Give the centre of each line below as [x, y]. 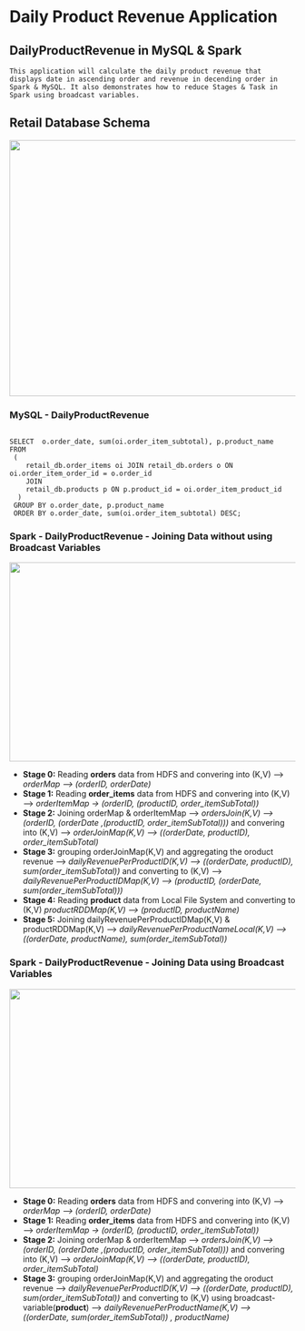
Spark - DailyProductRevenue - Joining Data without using [141, 536]
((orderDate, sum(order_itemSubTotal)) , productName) [126, 1316]
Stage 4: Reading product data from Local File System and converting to [159, 900]
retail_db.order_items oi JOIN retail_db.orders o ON [129, 466]
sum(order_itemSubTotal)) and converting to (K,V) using [127, 1297]
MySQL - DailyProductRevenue [79, 414]
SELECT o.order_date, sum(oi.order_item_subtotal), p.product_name [142, 442]
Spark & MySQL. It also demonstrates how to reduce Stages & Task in [144, 87]
